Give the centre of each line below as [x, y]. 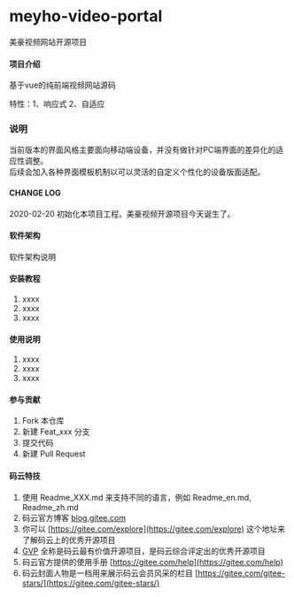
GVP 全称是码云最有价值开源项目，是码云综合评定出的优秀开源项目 [143, 551]
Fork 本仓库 [43, 421]
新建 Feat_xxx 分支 [56, 432]
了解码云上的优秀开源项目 [69, 540]
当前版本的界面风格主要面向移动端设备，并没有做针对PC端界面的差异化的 [143, 150]
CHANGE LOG [35, 193]
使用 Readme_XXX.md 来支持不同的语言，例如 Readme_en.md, [137, 497]
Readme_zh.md [50, 507]
